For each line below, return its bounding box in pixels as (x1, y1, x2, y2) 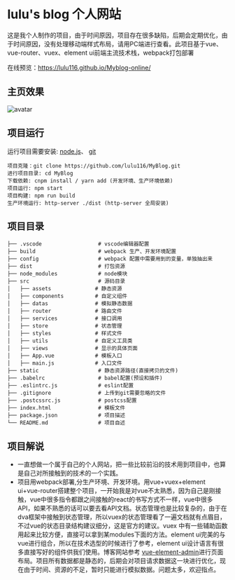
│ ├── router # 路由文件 (7, 308, 122, 315)
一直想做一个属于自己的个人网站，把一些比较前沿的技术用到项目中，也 (17, 460, 220, 468)
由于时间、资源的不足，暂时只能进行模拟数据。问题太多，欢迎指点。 (23, 565, 220, 574)
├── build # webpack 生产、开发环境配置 (7, 248, 177, 255)
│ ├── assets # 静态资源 (7, 285, 122, 292)
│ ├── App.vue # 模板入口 (7, 352, 122, 360)
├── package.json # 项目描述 (7, 412, 126, 419)
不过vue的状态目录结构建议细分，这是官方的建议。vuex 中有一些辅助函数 (17, 522, 228, 530)
